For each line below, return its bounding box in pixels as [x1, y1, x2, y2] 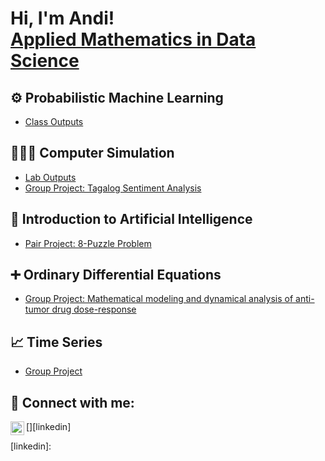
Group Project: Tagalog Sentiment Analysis [24, 182, 202, 194]
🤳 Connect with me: [10, 394, 135, 411]
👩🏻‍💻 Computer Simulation [10, 145, 175, 162]
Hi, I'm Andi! [10, 7, 115, 30]
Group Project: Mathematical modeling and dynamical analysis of [24, 293, 294, 305]
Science [10, 50, 80, 72]
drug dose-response [51, 303, 137, 316]
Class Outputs [24, 116, 84, 127]
